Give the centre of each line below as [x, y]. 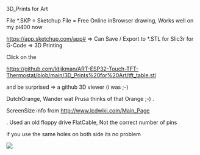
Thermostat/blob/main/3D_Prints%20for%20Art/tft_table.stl [81, 75]
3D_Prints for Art [27, 9]
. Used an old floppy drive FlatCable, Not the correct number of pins [92, 122]
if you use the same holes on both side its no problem [74, 134]
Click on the [21, 57]
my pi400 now [24, 27]
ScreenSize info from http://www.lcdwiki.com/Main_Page [78, 111]
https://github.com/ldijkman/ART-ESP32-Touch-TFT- [73, 69]
